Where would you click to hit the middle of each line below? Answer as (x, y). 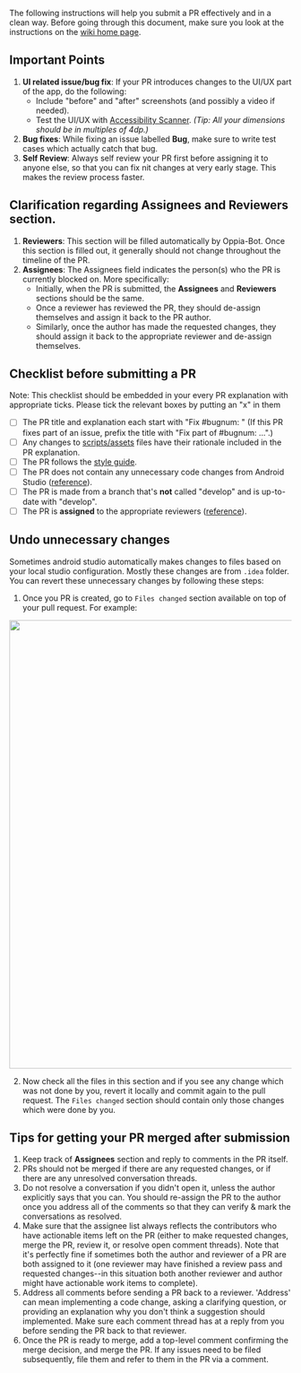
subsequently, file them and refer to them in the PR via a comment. (145, 1360)
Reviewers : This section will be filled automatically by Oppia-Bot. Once (153, 240)
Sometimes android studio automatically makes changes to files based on (145, 561)
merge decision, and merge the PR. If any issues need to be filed (142, 1350)
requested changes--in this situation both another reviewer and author (152, 1273)
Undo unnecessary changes (90, 540)
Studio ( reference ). (57, 482)
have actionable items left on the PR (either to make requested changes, (155, 1236)
